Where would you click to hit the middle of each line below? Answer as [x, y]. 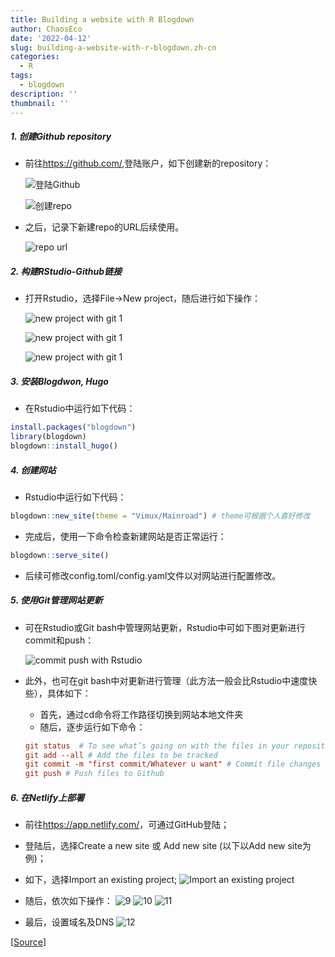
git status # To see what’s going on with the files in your [157, 746]
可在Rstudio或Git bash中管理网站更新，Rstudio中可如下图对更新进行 [165, 627]
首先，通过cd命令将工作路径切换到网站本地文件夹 [141, 714]
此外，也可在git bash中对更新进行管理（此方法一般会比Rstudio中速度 [166, 680]
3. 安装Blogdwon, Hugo [59, 382]
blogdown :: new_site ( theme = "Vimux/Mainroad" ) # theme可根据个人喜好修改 [160, 516]
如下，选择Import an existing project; [101, 880]
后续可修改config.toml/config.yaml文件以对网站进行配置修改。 [153, 575]
